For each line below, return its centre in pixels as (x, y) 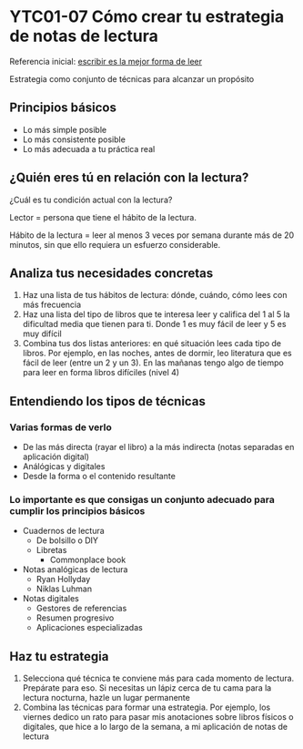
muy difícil (42, 333)
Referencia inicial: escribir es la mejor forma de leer (106, 61)
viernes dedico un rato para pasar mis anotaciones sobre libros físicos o (158, 717)
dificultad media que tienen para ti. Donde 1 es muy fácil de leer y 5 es (154, 324)
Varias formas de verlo (61, 427)
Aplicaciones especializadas (89, 628)
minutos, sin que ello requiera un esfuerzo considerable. (115, 244)
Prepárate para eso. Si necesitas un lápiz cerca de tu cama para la (147, 688)
